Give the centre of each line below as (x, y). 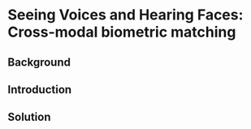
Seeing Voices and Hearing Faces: (125, 15)
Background (39, 62)
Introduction (40, 90)
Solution (29, 117)
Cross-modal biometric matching (122, 32)
